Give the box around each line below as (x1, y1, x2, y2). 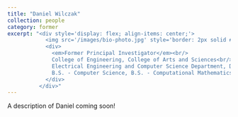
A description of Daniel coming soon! (7, 101, 115, 110)
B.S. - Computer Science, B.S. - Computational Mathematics (52, 69, 233, 76)
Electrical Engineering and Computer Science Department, (52, 63, 227, 70)
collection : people (7, 17, 65, 24)
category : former (7, 23, 59, 30)
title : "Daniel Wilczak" (7, 10, 81, 18)
